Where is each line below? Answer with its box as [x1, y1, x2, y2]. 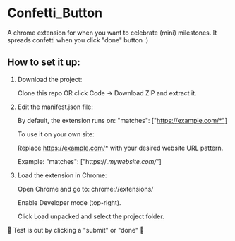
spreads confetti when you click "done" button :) [7, 35, 149, 44]
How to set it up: [7, 57, 81, 69]
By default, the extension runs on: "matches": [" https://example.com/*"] [17, 116, 228, 124]
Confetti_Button [7, 5, 103, 21]
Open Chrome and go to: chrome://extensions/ [17, 184, 154, 193]
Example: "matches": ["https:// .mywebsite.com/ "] [17, 157, 162, 165]
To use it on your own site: [17, 129, 95, 139]
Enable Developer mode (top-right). [17, 198, 121, 206]
